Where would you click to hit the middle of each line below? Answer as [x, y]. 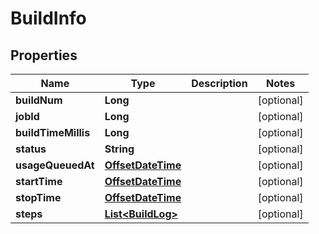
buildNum [39, 100]
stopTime [38, 197]
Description [219, 83]
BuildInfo [48, 18]
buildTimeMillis [53, 132]
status [31, 149]
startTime [39, 181]
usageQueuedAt [55, 165]
